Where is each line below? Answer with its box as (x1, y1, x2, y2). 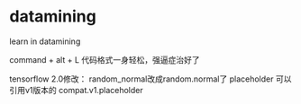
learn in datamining (9, 36, 81, 47)
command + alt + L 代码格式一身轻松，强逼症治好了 (9, 54, 200, 65)
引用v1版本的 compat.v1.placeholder (9, 84, 143, 95)
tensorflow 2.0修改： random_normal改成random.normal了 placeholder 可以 (9, 74, 292, 84)
